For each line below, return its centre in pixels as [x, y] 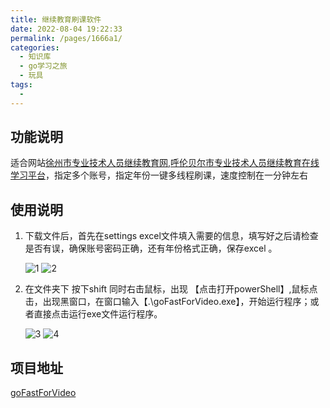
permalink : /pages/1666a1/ [66, 38]
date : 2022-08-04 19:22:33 [66, 29]
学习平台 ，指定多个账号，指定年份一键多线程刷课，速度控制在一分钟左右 [159, 175]
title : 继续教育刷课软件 [56, 19]
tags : [21, 85]
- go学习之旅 [43, 66]
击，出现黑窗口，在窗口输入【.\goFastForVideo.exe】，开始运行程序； [167, 302]
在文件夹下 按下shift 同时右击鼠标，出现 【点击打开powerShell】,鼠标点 [171, 289]
